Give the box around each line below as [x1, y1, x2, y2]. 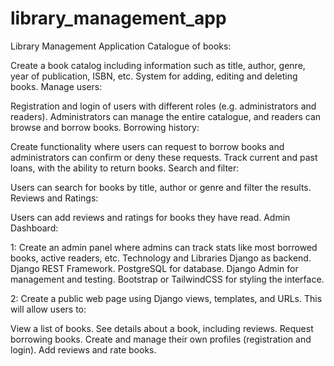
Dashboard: [10, 222, 59, 234]
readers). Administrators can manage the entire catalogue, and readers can [10, 110, 322, 122]
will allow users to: [10, 303, 87, 315]
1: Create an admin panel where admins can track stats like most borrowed [10, 241, 318, 253]
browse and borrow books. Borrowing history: [10, 121, 200, 133]
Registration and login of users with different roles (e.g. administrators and [10, 100, 317, 112]
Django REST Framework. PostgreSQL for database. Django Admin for [10, 262, 299, 274]
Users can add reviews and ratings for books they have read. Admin [10, 211, 291, 223]
